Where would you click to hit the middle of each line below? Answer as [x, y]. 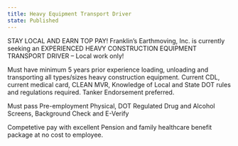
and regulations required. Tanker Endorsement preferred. [91, 92]
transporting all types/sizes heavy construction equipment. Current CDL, [114, 77]
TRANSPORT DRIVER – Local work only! [66, 56]
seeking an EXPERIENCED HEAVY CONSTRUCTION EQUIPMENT [102, 48]
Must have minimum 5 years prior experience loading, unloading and [108, 69]
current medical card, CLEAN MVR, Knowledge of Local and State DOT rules [119, 84]
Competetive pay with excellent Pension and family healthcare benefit [110, 127]
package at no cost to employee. [55, 135]
